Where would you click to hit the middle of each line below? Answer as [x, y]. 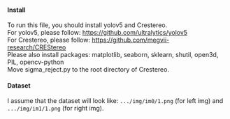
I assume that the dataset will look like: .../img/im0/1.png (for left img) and [115, 101]
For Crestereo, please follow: [49, 40]
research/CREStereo [37, 47]
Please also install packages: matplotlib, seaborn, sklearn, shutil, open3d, [113, 55]
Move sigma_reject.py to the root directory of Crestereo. [88, 70]
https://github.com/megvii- [131, 40]
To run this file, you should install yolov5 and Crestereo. [87, 25]
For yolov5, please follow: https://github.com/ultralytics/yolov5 [97, 33]
